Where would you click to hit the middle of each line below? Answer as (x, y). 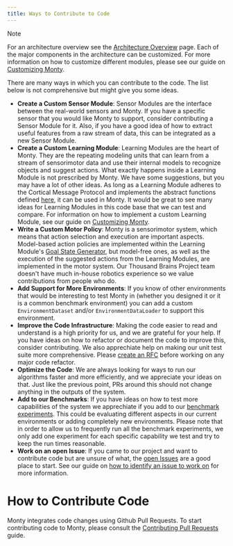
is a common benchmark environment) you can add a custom (105, 303)
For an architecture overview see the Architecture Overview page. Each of (113, 47)
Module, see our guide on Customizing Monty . (84, 222)
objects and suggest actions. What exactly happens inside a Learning (116, 170)
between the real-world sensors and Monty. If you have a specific (111, 111)
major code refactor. (46, 362)
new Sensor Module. (47, 140)
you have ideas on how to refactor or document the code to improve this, (121, 340)
